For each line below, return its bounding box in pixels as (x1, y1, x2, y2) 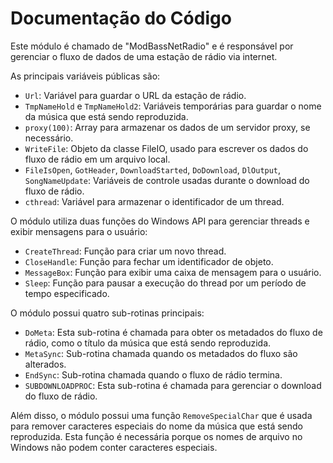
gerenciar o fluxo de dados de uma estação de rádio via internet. (10, 50, 278, 62)
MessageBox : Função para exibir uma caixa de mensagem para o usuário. (24, 266, 322, 278)
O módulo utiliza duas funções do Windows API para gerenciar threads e (10, 215, 310, 227)
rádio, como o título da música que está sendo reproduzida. (24, 337, 272, 349)
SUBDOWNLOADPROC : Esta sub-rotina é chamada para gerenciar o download (24, 379, 322, 391)
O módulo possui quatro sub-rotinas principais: (10, 307, 205, 319)
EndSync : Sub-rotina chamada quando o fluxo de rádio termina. (24, 368, 283, 381)
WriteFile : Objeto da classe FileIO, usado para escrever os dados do (24, 142, 309, 154)
